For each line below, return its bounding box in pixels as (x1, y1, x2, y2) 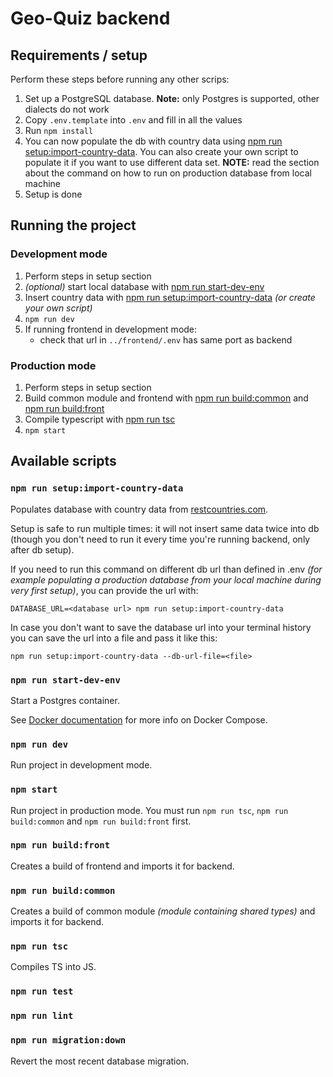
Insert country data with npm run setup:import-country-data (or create (24, 291, 316, 303)
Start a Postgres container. (10, 694, 120, 706)
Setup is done (24, 188, 83, 200)
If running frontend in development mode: (24, 323, 198, 335)
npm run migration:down (10, 1035, 127, 1046)
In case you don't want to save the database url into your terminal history (10, 621, 312, 633)
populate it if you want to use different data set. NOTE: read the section (24, 157, 320, 168)
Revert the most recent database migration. (10, 1055, 190, 1067)
